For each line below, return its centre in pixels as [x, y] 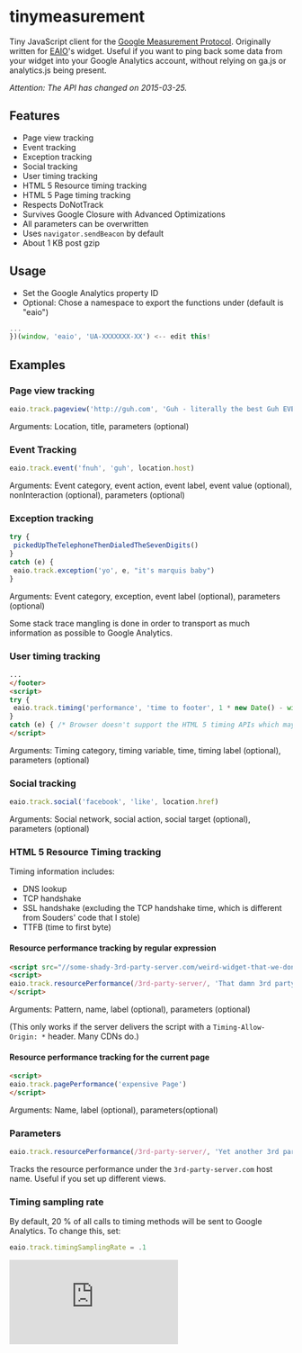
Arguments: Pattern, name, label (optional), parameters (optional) [130, 1009]
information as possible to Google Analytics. [91, 633]
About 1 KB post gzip [61, 243]
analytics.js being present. [58, 70]
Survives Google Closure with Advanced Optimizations [124, 214]
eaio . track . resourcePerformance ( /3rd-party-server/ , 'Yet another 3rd [144, 1152]
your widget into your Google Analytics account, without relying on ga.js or [148, 60]
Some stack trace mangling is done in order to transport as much [129, 623]
